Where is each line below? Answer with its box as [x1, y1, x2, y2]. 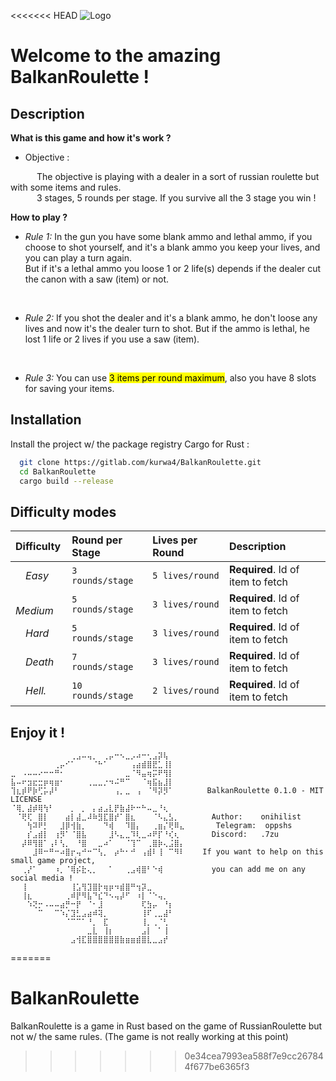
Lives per [152, 533, 198, 547]
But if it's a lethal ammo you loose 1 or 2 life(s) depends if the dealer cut [24, 263, 322, 274]
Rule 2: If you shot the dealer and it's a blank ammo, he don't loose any [24, 312, 318, 324]
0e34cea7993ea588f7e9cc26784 [184, 1050, 324, 1062]
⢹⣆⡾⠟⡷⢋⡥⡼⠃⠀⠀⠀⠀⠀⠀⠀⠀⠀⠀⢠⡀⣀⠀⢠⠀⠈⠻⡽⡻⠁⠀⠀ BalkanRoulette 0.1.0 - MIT [10, 786, 324, 796]
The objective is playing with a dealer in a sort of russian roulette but [36, 171, 320, 182]
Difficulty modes [10, 503, 117, 520]
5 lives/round [152, 570, 220, 582]
